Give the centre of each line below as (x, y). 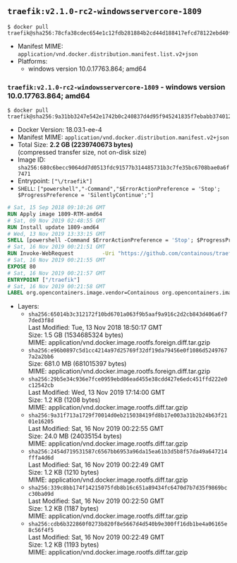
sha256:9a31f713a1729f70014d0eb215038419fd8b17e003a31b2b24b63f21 (128, 416)
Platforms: (32, 61)
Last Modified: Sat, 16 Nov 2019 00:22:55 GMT (96, 429)
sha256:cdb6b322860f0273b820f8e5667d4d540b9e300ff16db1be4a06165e (128, 524)
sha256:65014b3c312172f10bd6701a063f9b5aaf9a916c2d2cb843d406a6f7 (128, 314)
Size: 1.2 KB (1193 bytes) (63, 545)
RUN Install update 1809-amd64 (53, 227)
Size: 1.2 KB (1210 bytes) (63, 473)
